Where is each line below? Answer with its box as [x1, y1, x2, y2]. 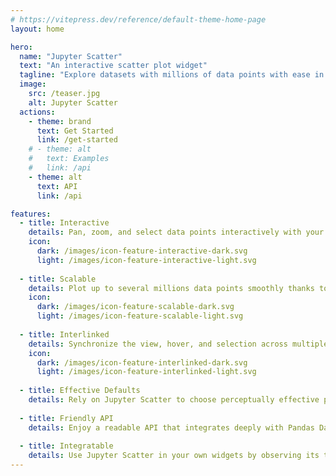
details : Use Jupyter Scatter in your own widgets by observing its [28, 451, 320, 461]
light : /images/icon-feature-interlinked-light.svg [36, 367, 257, 377]
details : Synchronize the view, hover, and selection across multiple [28, 339, 329, 349]
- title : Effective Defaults [19, 386, 141, 396]
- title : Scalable [19, 274, 97, 284]
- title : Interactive [19, 218, 110, 228]
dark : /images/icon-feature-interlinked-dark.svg [36, 357, 248, 368]
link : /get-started [36, 135, 118, 145]
